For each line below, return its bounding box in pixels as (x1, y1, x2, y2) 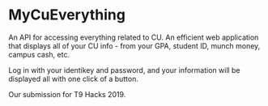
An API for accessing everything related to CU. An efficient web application (8, 32, 259, 42)
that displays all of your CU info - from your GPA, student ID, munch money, (8, 40, 261, 50)
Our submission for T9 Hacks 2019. (8, 89, 126, 99)
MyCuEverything (8, 6, 125, 24)
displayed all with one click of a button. (8, 74, 139, 83)
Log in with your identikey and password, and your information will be (8, 65, 240, 74)
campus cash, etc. (8, 49, 70, 59)
